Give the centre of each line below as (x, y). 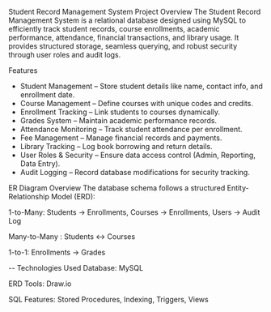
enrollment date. (47, 95)
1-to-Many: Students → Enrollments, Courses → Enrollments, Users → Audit (134, 212)
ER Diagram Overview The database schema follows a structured (117, 188)
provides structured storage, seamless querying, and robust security (123, 46)
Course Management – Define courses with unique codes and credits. (136, 103)
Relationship (29, 197)
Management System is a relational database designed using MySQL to (127, 20)
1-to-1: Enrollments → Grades (57, 252)
